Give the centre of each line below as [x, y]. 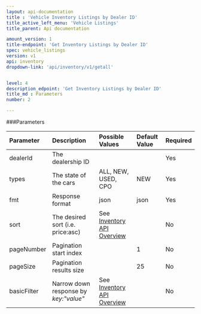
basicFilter [24, 291]
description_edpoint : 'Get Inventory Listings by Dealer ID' [84, 89]
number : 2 [19, 100]
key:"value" [68, 298]
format [61, 204]
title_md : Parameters [34, 94]
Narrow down [71, 283]
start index [67, 253]
